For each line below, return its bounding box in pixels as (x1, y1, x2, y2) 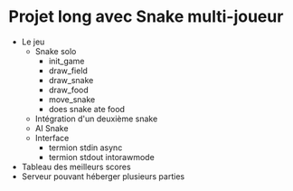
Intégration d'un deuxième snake (34, 113, 158, 124)
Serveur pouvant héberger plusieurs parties (21, 170, 185, 182)
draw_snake (48, 74, 94, 85)
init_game (48, 55, 85, 66)
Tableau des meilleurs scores (21, 161, 132, 172)
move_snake (48, 93, 96, 105)
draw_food (48, 84, 90, 95)
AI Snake (34, 122, 69, 133)
